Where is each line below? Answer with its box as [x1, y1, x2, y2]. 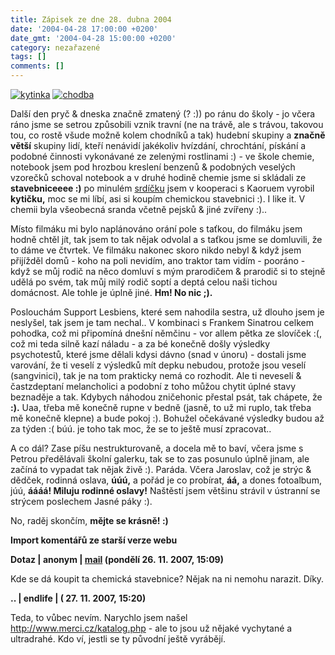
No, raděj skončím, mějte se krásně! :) [10, 515, 169, 526]
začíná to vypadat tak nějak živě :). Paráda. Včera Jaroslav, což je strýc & [10, 464, 312, 475]
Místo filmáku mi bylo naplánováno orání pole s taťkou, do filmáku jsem [10, 223, 303, 235]
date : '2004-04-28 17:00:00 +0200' [10, 24, 159, 34]
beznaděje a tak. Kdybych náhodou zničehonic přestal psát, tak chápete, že [10, 391, 323, 403]
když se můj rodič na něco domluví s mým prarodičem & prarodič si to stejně [10, 266, 326, 277]
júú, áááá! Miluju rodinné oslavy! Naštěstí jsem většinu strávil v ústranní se [10, 485, 321, 496]
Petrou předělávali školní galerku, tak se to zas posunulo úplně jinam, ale [10, 453, 310, 465]
